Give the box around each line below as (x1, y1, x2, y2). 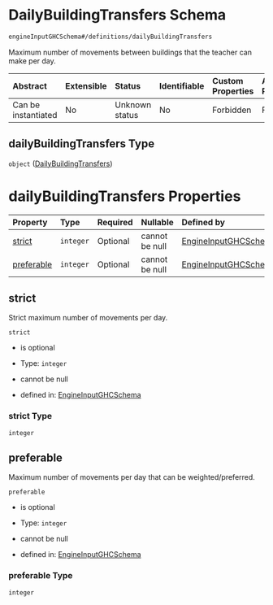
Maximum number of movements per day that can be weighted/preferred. (8, 472, 256, 482)
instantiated (12, 109, 58, 120)
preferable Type (8, 570, 73, 581)
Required (97, 216, 133, 228)
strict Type (8, 411, 53, 422)
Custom (212, 75, 244, 86)
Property (12, 216, 48, 228)
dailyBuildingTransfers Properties (8, 187, 241, 205)
